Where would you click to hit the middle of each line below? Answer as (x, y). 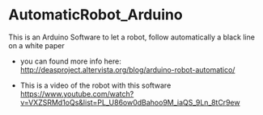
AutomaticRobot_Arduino (96, 15)
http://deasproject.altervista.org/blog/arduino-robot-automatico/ (127, 69)
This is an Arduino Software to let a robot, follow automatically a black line (131, 37)
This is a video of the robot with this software (95, 85)
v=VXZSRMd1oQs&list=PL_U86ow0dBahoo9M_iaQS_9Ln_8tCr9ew (130, 102)
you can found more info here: (70, 61)
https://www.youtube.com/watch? (77, 93)
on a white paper (36, 45)
